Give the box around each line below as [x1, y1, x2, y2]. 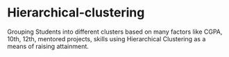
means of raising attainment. [7, 42, 89, 50]
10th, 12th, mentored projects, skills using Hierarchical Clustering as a [7, 34, 206, 43]
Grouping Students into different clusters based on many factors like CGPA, [7, 27, 223, 36]
